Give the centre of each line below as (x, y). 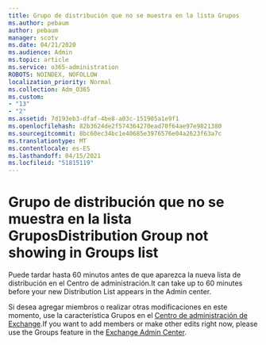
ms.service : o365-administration (64, 67)
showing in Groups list (83, 253)
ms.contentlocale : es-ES (49, 148)
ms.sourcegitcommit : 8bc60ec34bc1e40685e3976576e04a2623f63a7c (115, 133)
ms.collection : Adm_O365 (49, 89)
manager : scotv (33, 38)
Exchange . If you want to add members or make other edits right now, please (133, 324)
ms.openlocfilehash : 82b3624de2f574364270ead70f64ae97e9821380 (115, 126)
